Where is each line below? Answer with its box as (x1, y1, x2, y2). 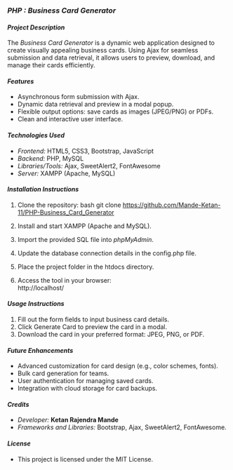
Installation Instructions (7, 185, 79, 194)
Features (7, 76, 34, 86)
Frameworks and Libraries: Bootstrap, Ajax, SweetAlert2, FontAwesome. (17, 423, 227, 431)
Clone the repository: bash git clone (17, 201, 121, 209)
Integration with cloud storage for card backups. (17, 384, 158, 393)
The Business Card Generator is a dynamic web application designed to (7, 39, 215, 47)
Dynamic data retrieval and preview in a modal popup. (17, 100, 174, 109)
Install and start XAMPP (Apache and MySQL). (17, 222, 152, 230)
